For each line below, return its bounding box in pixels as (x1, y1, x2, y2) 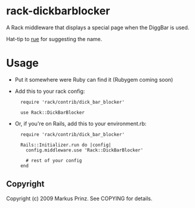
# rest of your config (26, 157, 82, 163)
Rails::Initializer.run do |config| (20, 142, 112, 148)
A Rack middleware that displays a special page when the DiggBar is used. (6, 24, 190, 31)
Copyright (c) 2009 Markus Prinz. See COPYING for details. (6, 195, 153, 202)
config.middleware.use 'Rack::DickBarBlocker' (26, 147, 144, 153)
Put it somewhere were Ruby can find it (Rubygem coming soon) (14, 76, 174, 83)
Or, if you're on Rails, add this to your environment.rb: (14, 120, 147, 127)
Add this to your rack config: (14, 88, 85, 95)
